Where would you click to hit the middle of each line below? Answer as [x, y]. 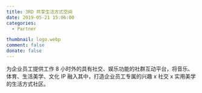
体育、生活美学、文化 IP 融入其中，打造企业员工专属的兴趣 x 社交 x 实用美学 [101, 76]
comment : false [25, 45]
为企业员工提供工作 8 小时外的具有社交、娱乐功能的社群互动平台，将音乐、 [100, 69]
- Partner [24, 29]
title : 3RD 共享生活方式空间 [39, 12]
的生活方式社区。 [28, 84]
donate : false [24, 51]
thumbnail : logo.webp [34, 40]
